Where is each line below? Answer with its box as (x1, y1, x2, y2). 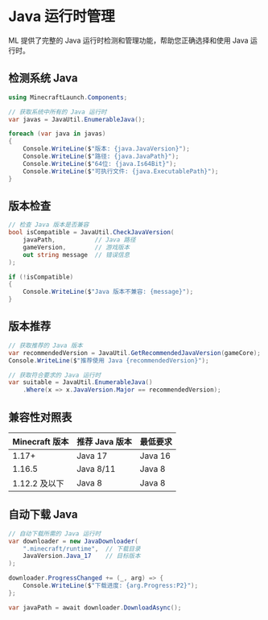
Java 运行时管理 (8, 7, 115, 26)
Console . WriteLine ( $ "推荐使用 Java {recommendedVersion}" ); (8, 356, 209, 365)
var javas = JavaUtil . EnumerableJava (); (8, 115, 146, 123)
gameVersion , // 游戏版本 (23, 243, 130, 251)
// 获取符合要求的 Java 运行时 (8, 371, 101, 379)
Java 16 (139, 450, 171, 461)
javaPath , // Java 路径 (23, 236, 136, 244)
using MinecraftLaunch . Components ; (8, 93, 128, 101)
